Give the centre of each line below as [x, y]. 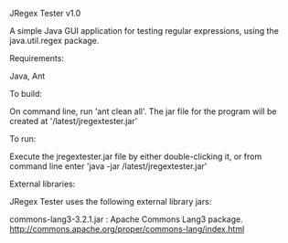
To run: [23, 139]
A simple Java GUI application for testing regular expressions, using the [144, 31]
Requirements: [37, 58]
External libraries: [43, 184]
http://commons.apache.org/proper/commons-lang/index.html [127, 229]
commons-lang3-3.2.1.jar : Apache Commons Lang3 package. [127, 219]
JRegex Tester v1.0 [45, 13]
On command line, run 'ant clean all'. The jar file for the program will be [143, 111]
